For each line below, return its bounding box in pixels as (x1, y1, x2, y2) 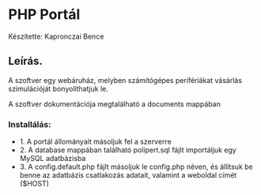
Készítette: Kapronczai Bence (8, 32, 104, 41)
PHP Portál (8, 6, 81, 24)
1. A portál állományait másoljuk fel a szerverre (19, 137, 172, 147)
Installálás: (8, 118, 51, 129)
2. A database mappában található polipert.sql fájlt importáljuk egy (19, 145, 237, 155)
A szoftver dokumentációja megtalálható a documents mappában (8, 99, 221, 108)
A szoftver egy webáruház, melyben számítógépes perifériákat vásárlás (8, 75, 243, 84)
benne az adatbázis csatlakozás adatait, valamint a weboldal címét (19, 171, 237, 180)
